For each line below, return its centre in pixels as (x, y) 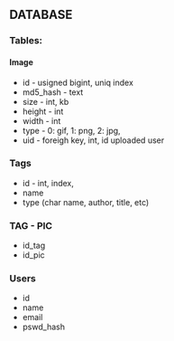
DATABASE (41, 15)
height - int (43, 111)
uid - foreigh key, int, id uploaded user (93, 140)
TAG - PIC (31, 225)
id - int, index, (48, 183)
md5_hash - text (53, 92)
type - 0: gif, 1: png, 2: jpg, (71, 130)
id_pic (33, 255)
